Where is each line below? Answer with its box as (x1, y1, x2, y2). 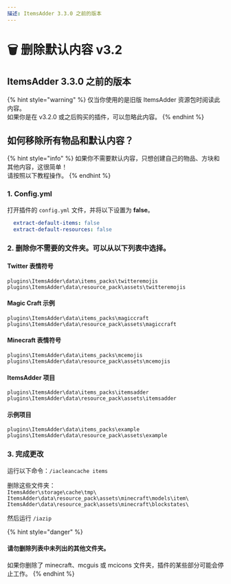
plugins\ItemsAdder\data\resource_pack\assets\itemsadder (7, 395, 177, 402)
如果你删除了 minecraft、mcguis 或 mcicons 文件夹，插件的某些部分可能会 (7, 561, 218, 569)
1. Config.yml (7, 189, 53, 199)
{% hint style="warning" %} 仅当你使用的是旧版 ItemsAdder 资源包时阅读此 (7, 95, 221, 103)
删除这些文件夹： (7, 481, 56, 490)
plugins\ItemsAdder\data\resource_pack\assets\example (7, 432, 168, 439)
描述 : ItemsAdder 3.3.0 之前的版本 (7, 10, 102, 17)
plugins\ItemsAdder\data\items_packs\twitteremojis (7, 277, 158, 285)
